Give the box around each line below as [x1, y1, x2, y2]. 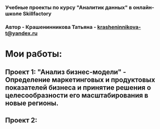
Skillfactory [22, 10, 52, 17]
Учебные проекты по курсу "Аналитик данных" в [5, 4, 132, 11]
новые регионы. [5, 99, 59, 108]
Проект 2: [5, 116, 37, 125]
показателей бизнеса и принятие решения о [5, 84, 151, 92]
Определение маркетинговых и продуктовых [5, 76, 156, 84]
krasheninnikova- [97, 23, 141, 30]
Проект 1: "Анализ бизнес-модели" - [5, 68, 126, 76]
